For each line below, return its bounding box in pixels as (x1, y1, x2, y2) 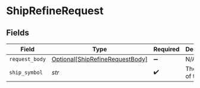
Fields (6, 28, 30, 38)
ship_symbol (9, 69, 43, 76)
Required (153, 45, 180, 53)
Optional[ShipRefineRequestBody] (51, 55, 148, 63)
